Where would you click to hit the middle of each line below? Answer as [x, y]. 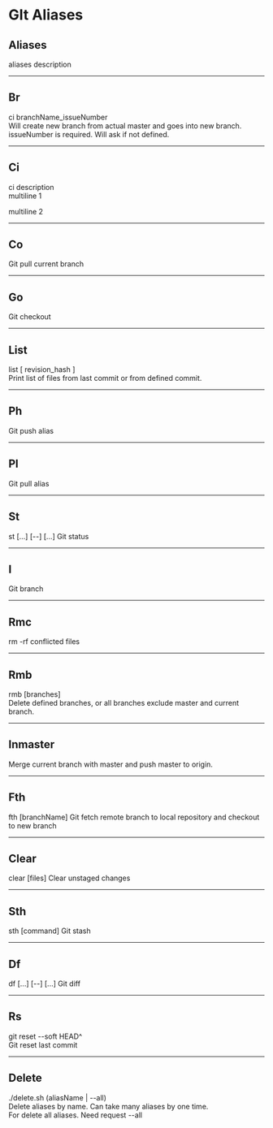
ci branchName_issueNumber [58, 117]
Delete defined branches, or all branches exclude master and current [124, 702]
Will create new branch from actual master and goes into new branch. [125, 125]
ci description [31, 187]
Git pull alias [29, 483]
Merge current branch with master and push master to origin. [111, 764]
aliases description [40, 64]
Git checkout [30, 317]
